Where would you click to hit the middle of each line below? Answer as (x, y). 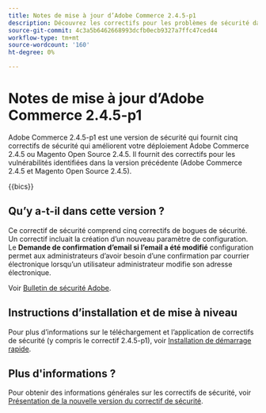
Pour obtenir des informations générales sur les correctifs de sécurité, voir (130, 392)
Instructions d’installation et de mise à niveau (123, 313)
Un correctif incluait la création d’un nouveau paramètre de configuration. (128, 239)
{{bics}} (21, 186)
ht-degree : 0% (32, 52)
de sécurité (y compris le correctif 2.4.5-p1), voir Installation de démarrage (130, 340)
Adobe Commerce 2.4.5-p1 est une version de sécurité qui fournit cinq (123, 137)
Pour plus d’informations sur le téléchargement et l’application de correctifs (131, 332)
